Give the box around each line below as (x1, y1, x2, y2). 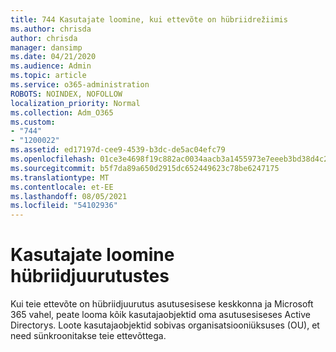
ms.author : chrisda (10, 24, 92, 34)
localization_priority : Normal (10, 98, 141, 108)
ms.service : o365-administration (10, 80, 150, 90)
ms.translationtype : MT (10, 172, 110, 183)
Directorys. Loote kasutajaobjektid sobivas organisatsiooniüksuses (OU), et (10, 319, 320, 331)
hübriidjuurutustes (10, 265, 170, 288)
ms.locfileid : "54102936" (10, 201, 118, 211)
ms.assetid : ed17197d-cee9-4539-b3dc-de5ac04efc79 (10, 145, 226, 155)
